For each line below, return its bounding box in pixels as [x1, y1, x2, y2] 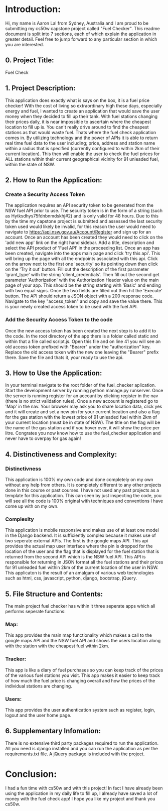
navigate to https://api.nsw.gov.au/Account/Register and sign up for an [5, 229, 151, 235]
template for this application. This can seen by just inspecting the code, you [5, 493, 162, 499]
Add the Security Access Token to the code [5, 316, 113, 323]
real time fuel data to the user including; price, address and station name [5, 140, 155, 146]
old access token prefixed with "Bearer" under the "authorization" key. [5, 343, 151, 350]
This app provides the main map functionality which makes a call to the [5, 632, 152, 638]
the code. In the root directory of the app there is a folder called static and [5, 333, 158, 339]
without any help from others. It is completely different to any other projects [5, 482, 161, 488]
